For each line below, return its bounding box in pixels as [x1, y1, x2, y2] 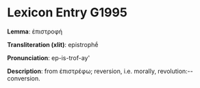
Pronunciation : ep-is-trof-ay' [7, 53, 90, 62]
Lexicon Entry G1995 [7, 5, 128, 20]
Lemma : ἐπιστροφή [7, 27, 63, 35]
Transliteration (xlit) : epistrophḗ [7, 40, 99, 48]
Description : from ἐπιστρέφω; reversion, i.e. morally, [7, 67, 156, 75]
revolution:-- [157, 67, 194, 75]
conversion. [7, 74, 40, 83]
